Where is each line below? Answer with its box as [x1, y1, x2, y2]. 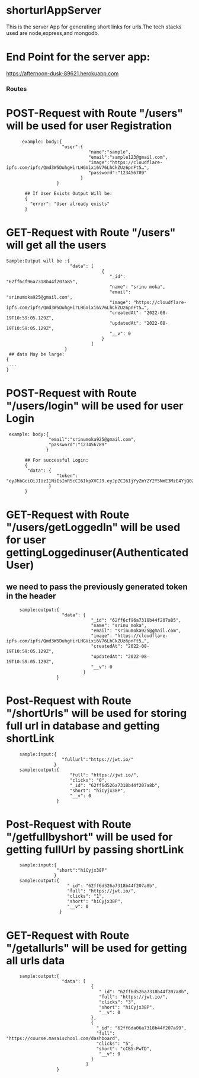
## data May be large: [8, 351, 65, 357]
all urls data [6, 954, 65, 967]
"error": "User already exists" [30, 201, 110, 207]
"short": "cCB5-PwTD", [96, 1046, 152, 1052]
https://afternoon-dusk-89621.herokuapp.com [6, 69, 119, 77]
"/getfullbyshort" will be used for [6, 830, 173, 843]
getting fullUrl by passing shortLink [6, 843, 184, 856]
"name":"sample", [88, 149, 131, 155]
